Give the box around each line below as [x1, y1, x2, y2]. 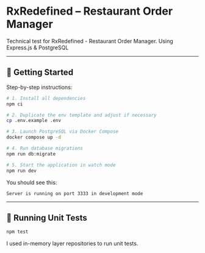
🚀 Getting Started [6, 67, 74, 77]
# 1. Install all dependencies [6, 95, 86, 101]
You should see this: [6, 179, 57, 186]
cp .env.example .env [6, 118, 62, 124]
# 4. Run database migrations [6, 145, 84, 151]
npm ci [6, 101, 23, 107]
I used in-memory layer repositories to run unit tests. [6, 240, 138, 248]
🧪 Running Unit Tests [6, 212, 87, 223]
